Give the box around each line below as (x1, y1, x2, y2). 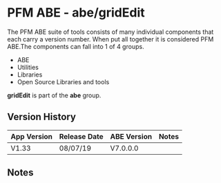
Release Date (59, 131, 104, 141)
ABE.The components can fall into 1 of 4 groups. (7, 42, 144, 50)
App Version (10, 131, 53, 141)
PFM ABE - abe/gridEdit (7, 5, 145, 21)
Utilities (17, 63, 39, 71)
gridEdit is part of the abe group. (7, 91, 102, 99)
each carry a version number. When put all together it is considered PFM (7, 35, 214, 43)
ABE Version (110, 131, 153, 141)
